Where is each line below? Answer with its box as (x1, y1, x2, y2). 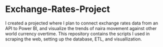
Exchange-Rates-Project (5, 3, 110, 15)
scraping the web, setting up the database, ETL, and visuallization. (5, 36, 142, 42)
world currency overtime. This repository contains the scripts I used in (5, 30, 150, 36)
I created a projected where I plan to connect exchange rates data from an (5, 20, 158, 26)
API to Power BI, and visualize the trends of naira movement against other (5, 25, 157, 31)
